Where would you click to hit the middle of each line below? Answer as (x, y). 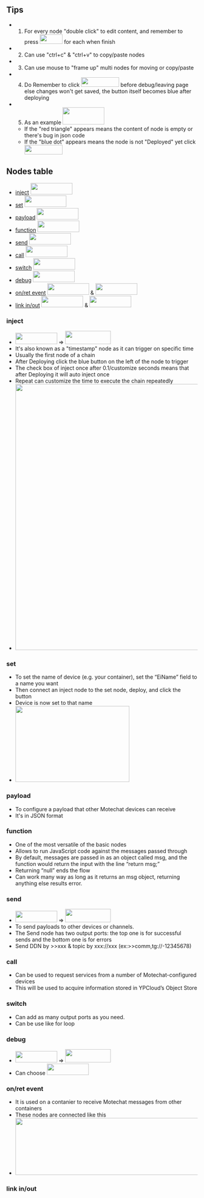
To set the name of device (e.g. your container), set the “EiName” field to (106, 677)
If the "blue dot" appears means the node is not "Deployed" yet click (110, 142)
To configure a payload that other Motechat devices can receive (95, 809)
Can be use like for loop (45, 1023)
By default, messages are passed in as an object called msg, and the (101, 857)
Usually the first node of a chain (55, 355)
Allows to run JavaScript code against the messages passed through (101, 851)
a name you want (37, 684)
